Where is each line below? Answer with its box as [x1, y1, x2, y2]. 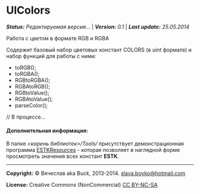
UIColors [6, 4, 51, 17]
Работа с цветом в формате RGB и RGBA [6, 34, 110, 42]
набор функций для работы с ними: [6, 52, 96, 59]
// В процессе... [6, 113, 46, 120]
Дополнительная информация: [6, 127, 88, 134]
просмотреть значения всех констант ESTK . [6, 152, 120, 160]
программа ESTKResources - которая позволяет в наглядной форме [6, 147, 180, 154]
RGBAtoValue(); [14, 96, 54, 103]
